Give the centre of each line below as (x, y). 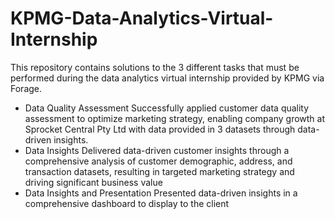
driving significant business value (93, 182)
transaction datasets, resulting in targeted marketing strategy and (159, 171)
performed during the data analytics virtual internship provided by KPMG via (167, 78)
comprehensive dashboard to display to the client (127, 203)
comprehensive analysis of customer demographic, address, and (158, 161)
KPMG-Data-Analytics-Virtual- (142, 18)
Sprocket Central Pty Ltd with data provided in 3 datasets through (160, 129)
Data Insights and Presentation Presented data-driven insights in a (161, 193)
